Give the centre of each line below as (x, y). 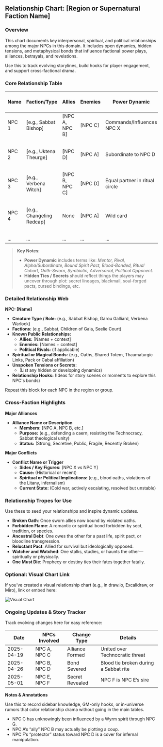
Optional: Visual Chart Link (37, 574)
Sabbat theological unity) (44, 438)
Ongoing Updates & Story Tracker (45, 612)
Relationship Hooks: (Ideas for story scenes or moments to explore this (84, 375)
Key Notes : (28, 251)
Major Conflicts (21, 452)
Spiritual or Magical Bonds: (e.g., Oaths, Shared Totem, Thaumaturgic (82, 355)
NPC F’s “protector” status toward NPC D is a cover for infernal (75, 734)
